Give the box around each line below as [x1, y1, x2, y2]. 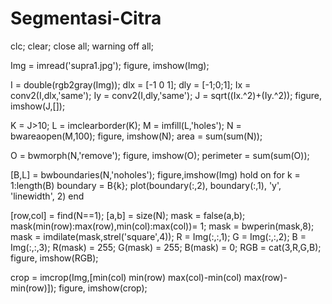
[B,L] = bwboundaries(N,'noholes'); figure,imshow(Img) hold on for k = [10, 168, 301, 181]
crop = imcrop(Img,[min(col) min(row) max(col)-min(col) [10, 271, 242, 283]
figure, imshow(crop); [58, 282, 148, 294]
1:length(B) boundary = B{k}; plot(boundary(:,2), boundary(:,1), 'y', [10, 179, 282, 191]
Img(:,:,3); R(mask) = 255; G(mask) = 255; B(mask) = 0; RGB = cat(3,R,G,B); [10, 241, 322, 253]
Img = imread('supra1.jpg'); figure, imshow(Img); [10, 59, 210, 71]
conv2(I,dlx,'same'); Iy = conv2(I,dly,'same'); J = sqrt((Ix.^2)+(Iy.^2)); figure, [10, 89, 323, 101]
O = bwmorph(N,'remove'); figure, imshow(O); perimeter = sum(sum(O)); [10, 149, 310, 161]
